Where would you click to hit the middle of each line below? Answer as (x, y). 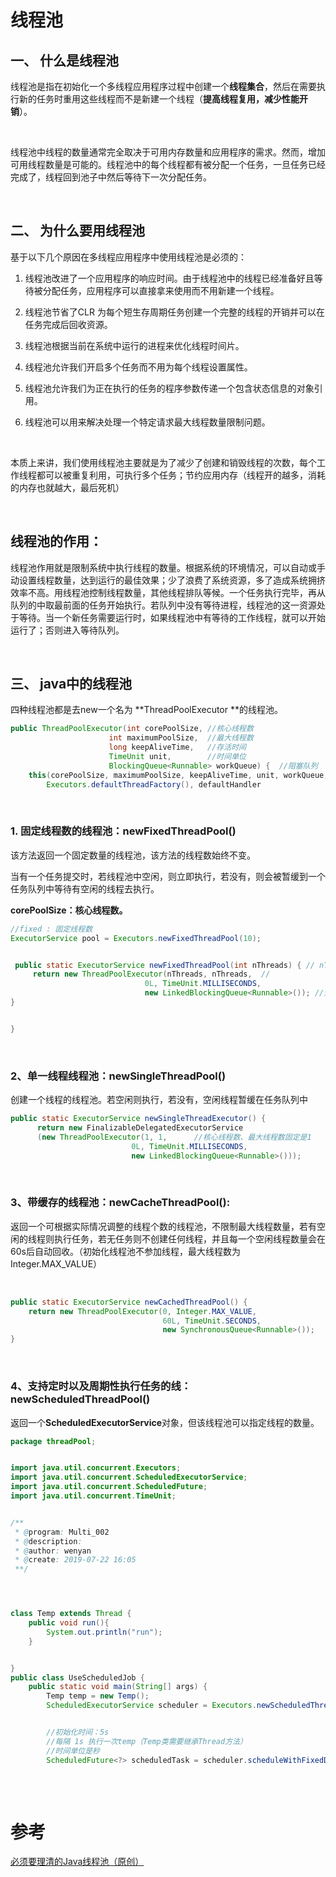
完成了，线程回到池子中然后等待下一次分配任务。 (111, 177)
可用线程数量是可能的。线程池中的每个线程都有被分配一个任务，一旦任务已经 (168, 164)
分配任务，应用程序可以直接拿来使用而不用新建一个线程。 (161, 290)
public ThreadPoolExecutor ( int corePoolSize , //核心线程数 (132, 729)
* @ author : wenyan (53, 1551)
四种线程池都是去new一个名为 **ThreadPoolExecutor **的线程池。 (146, 710)
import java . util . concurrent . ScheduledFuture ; (109, 1487)
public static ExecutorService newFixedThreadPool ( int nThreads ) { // (164, 965)
